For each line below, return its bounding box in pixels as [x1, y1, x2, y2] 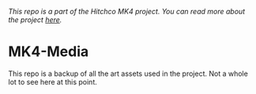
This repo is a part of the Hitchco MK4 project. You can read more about [8, 7, 246, 16]
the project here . [8, 15, 62, 24]
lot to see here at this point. [8, 77, 97, 86]
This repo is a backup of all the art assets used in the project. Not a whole [8, 69, 249, 78]
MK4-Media [8, 43, 89, 61]
